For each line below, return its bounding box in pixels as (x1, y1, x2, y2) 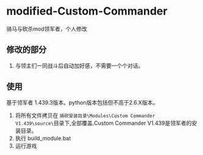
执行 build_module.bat (15, 134, 71, 142)
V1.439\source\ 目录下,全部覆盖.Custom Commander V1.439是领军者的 (15, 119, 192, 126)
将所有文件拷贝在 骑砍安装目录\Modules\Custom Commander (15, 111, 155, 119)
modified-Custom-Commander (6, 4, 168, 18)
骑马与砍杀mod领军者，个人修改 (6, 25, 87, 32)
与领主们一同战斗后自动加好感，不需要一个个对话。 (15, 62, 144, 69)
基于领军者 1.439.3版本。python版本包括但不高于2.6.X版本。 (6, 98, 158, 106)
